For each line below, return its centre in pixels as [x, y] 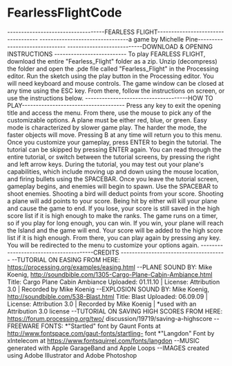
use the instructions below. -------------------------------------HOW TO [110, 98]
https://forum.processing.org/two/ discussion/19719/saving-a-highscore [110, 318]
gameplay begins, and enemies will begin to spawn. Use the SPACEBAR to [113, 186]
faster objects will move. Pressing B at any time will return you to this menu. [115, 135]
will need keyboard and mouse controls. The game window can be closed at [116, 83]
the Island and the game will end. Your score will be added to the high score [115, 230]
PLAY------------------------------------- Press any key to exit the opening [114, 105]
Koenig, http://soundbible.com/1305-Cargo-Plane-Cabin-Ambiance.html [110, 274]
